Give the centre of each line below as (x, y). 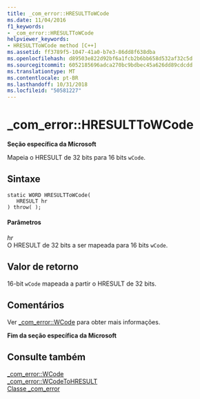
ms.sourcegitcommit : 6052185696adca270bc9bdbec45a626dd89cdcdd (100, 65)
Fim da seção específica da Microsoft (62, 335)
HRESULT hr (32, 201)
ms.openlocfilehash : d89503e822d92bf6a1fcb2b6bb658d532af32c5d (100, 59)
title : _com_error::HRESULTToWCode (58, 13)
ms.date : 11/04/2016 (37, 20)
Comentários (36, 305)
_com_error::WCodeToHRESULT (52, 381)
